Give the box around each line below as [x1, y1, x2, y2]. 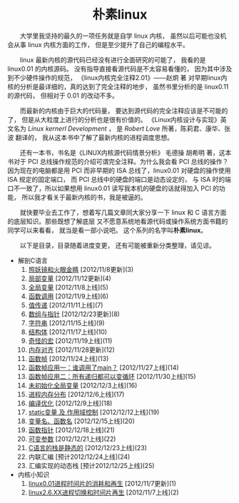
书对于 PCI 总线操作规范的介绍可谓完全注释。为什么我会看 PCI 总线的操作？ [7, 157, 229, 166]
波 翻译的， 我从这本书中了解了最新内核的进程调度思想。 [7, 133, 173, 141]
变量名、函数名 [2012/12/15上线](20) [28, 417, 136, 425]
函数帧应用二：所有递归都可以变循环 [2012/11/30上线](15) [28, 372, 196, 380]
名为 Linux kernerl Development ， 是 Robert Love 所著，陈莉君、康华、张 [13, 124, 230, 133]
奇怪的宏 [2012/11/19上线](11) [28, 336, 113, 345]
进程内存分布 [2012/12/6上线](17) [28, 390, 125, 398]
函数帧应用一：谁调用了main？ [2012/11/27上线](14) [28, 363, 180, 372]
